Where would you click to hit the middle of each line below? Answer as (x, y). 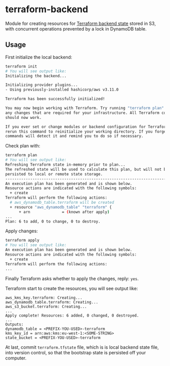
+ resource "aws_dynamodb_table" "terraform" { (61, 207)
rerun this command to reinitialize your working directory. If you (79, 131)
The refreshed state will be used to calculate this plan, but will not (83, 169)
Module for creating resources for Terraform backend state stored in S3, (80, 23)
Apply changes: (22, 231)
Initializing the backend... (36, 76)
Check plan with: (23, 146)
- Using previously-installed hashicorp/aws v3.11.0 (62, 90)
